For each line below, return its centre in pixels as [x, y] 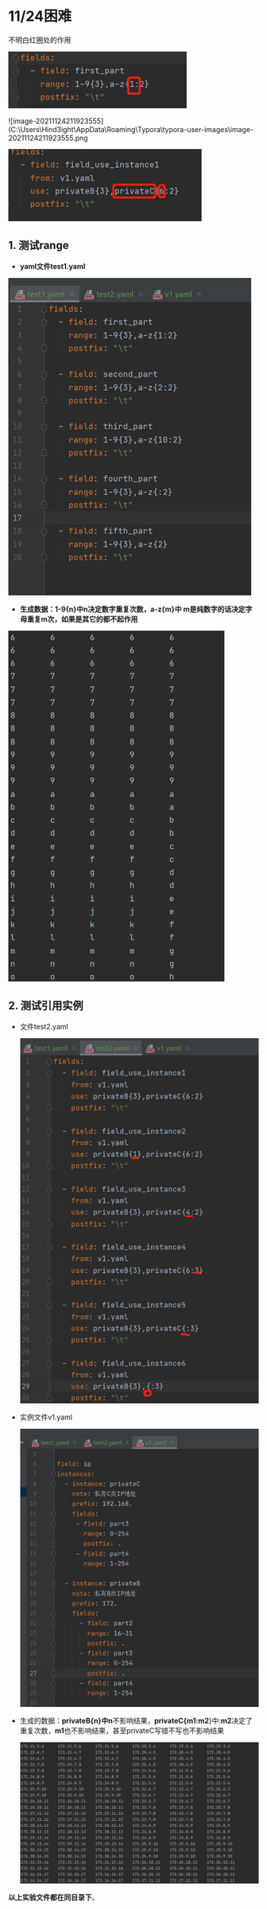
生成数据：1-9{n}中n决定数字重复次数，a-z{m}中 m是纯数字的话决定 [132, 609]
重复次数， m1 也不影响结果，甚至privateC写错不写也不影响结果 [122, 1730]
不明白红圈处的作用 [40, 40]
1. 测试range [39, 246]
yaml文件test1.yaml [52, 266]
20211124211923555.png [48, 138]
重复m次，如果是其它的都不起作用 [82, 619]
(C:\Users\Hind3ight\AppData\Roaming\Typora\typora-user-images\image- [131, 129]
